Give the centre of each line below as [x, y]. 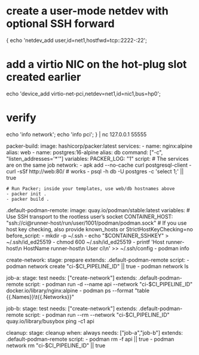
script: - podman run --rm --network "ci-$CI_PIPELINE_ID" [97, 314]
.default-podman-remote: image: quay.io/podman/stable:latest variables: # [98, 210]
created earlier [44, 77]
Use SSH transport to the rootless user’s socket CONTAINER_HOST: [90, 216]
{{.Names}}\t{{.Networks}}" [40, 296]
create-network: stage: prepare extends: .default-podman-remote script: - [98, 260]
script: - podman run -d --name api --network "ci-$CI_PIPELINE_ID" [109, 284]
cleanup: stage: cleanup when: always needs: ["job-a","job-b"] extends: [95, 332]
